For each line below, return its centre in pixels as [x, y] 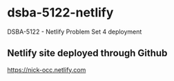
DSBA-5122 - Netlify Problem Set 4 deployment [75, 32]
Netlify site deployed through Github [87, 53]
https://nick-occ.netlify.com [47, 69]
